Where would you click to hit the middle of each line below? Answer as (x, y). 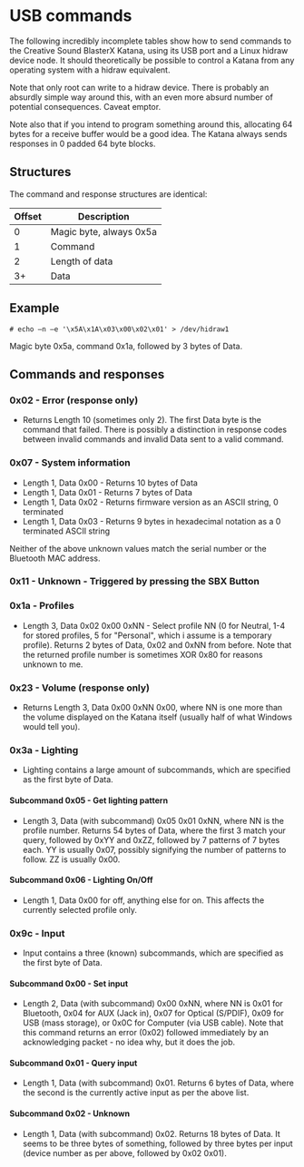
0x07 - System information (70, 463)
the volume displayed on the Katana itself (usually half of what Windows (157, 717)
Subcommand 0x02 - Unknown (69, 1113)
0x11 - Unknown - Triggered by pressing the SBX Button (135, 582)
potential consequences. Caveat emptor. (85, 106)
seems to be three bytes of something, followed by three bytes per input (157, 1143)
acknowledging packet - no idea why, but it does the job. (129, 1042)
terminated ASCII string (66, 531)
